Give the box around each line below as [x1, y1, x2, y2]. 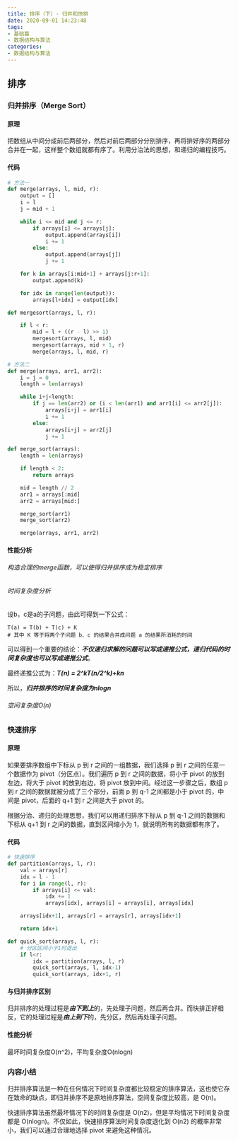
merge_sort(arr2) [20, 517, 71, 524]
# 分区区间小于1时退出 [20, 944, 78, 951]
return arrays [32, 472, 74, 479]
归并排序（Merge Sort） [7, 100, 90, 110]
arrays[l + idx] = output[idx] [32, 296, 119, 303]
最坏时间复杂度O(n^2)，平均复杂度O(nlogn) [7, 1048, 133, 1056]
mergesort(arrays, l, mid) [32, 335, 112, 342]
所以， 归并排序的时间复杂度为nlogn [7, 683, 112, 692]
